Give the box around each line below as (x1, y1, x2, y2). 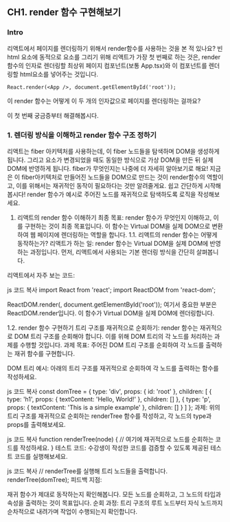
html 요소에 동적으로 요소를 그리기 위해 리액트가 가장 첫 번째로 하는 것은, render (7, 52, 221, 61)
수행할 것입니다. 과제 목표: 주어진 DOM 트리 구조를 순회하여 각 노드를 (19, 340, 205, 349)
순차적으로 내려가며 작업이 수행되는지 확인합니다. (7, 507, 138, 515)
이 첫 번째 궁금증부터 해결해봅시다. (7, 111, 99, 119)
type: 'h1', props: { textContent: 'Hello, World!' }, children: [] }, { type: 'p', (7, 395, 211, 403)
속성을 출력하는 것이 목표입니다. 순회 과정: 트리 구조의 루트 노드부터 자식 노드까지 (7, 499, 223, 507)
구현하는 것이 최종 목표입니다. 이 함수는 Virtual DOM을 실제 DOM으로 (24, 222, 211, 230)
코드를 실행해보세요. (14, 452, 68, 460)
